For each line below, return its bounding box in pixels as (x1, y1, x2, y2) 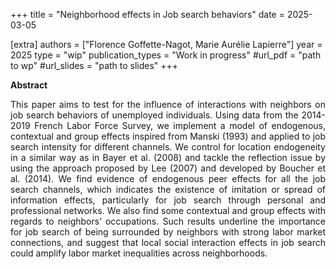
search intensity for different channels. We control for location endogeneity (10, 141, 326, 153)
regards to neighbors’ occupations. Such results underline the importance (10, 215, 326, 227)
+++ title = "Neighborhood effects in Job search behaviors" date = (10, 9, 285, 20)
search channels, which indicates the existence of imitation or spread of (10, 184, 326, 195)
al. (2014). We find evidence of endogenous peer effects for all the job (10, 173, 326, 184)
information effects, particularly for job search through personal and (10, 194, 326, 206)
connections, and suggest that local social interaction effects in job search (10, 237, 326, 248)
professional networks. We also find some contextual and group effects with (10, 205, 326, 216)
